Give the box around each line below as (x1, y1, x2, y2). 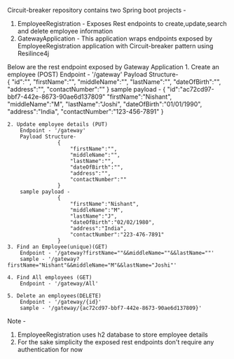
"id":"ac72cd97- (167, 85, 215, 93)
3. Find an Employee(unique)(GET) (7, 244, 109, 251)
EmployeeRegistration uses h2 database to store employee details (17, 330, 208, 339)
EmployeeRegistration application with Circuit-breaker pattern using (17, 42, 214, 50)
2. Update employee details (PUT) (7, 121, 109, 128)
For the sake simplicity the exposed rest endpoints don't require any (17, 338, 214, 346)
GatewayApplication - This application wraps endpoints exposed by (17, 34, 212, 43)
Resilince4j (17, 49, 50, 57)
